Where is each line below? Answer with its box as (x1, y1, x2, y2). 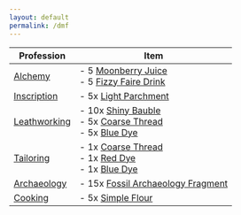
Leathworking (13, 115, 71, 127)
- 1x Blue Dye (79, 163, 138, 175)
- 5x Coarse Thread (79, 115, 164, 127)
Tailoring (13, 151, 51, 164)
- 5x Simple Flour (79, 191, 153, 203)
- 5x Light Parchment (79, 89, 170, 102)
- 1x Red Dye (79, 151, 136, 164)
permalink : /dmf (9, 21, 69, 30)
